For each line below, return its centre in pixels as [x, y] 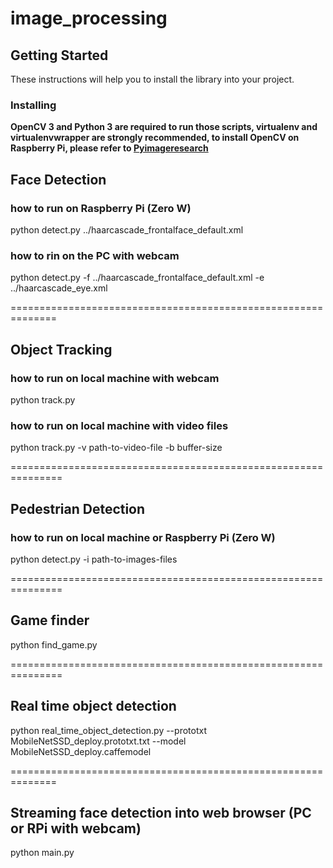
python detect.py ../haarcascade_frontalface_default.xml [127, 229]
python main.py [42, 853]
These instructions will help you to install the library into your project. [152, 79]
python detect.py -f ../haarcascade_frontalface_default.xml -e [137, 278]
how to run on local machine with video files [119, 425]
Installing [33, 105]
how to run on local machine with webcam [115, 378]
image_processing [89, 18]
